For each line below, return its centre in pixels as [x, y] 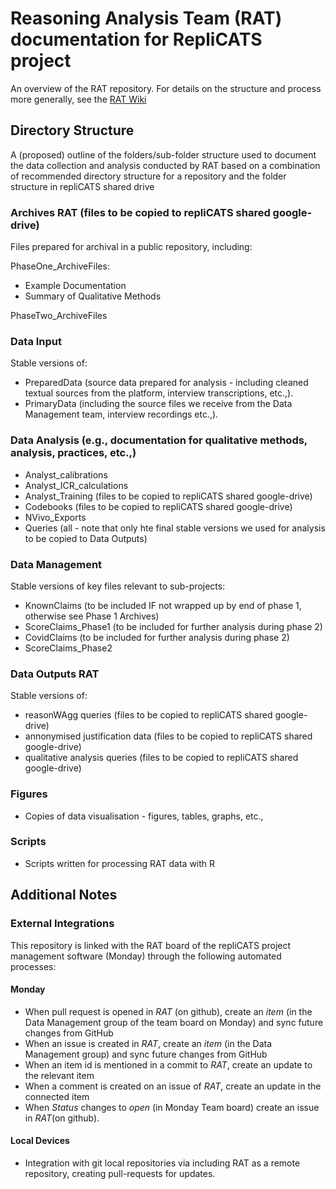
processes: [33, 966]
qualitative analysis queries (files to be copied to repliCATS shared [161, 758]
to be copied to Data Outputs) [86, 538]
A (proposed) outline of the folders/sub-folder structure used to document [163, 154]
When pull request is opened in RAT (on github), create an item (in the [168, 1011]
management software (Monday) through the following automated [146, 956]
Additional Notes [64, 895]
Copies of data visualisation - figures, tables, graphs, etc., [144, 816]
